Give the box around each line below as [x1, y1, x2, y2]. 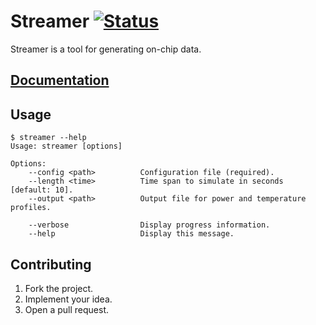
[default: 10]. [10, 185, 74, 195]
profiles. [10, 203, 52, 213]
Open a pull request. [24, 303, 110, 315]
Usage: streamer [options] [10, 141, 123, 152]
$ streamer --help [10, 133, 87, 143]
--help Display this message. [28, 229, 235, 239]
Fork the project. [24, 282, 94, 294]
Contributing [10, 256, 92, 273]
